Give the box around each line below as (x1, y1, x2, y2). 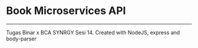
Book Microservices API (6, 4, 126, 18)
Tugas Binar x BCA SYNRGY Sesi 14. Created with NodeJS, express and (6, 29, 180, 36)
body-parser (6, 35, 37, 42)
